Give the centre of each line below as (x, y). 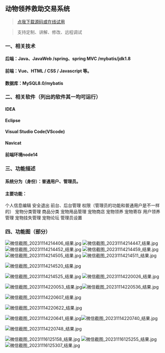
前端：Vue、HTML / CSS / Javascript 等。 (49, 71)
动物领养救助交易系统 (37, 9)
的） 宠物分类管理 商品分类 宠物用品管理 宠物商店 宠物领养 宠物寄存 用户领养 (83, 212)
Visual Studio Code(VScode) (35, 131)
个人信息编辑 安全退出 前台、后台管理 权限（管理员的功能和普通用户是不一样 (82, 205)
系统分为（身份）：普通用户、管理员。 (43, 181)
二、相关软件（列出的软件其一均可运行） (53, 97)
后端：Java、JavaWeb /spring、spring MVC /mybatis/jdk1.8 (68, 59)
